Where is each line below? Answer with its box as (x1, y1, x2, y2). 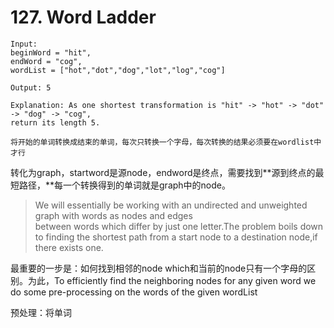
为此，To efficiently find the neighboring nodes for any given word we (27, 274, 317, 286)
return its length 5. (10, 117, 101, 128)
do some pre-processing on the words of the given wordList (10, 286, 258, 298)
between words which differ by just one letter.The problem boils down (34, 220, 324, 232)
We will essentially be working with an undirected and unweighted (34, 199, 308, 211)
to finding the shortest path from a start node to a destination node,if (34, 231, 318, 243)
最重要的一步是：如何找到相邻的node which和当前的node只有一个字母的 (10, 262, 308, 274)
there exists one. (34, 241, 104, 253)
